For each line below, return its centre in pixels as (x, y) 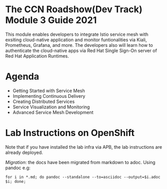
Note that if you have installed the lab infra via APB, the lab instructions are (84, 147)
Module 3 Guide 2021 (51, 20)
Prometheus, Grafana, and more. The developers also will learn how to (79, 45)
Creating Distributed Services (44, 101)
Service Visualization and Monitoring (51, 107)
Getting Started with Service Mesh (49, 91)
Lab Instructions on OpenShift (70, 133)
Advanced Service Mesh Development (53, 112)
